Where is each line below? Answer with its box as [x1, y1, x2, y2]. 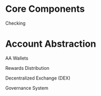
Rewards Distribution [5, 65, 50, 71]
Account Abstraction [5, 38, 96, 50]
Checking [5, 20, 26, 26]
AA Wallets [5, 55, 29, 61]
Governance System [5, 85, 49, 91]
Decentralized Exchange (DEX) [5, 75, 71, 81]
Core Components [5, 3, 85, 15]
